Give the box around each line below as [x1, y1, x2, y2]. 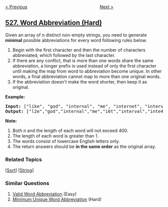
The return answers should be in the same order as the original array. [12, 143, 156, 149]
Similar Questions [5, 180, 49, 187]
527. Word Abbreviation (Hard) [5, 18, 102, 27]
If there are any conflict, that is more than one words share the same [12, 57, 154, 63]
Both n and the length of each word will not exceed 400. [12, 127, 128, 133]
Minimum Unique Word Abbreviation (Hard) [12, 196, 101, 202]
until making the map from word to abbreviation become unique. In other [12, 68, 162, 74]
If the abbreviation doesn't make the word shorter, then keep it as [12, 78, 147, 84]
